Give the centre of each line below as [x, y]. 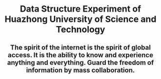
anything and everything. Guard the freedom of [80, 62]
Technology [80, 30]
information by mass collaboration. [80, 70]
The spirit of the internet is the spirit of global [80, 47]
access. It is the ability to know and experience [80, 55]
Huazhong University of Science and [80, 19]
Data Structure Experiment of [80, 9]
